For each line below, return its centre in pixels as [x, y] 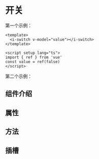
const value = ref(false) [32, 61]
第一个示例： [19, 25]
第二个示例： [19, 76]
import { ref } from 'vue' [34, 57]
